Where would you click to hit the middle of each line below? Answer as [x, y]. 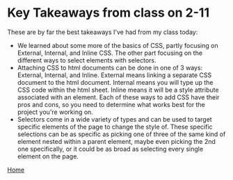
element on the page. [48, 156]
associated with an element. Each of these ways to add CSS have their [118, 97]
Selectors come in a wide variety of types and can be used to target [114, 119]
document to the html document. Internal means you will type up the [115, 82]
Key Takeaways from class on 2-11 [109, 13]
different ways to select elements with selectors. [87, 60]
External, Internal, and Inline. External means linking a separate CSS [114, 75]
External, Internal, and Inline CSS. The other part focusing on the [110, 53]
